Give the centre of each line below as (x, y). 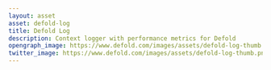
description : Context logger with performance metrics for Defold (122, 38)
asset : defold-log (39, 23)
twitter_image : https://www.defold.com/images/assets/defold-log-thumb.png (138, 53)
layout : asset (32, 16)
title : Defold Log (39, 31)
